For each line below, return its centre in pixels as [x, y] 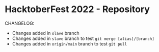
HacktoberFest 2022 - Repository [77, 9]
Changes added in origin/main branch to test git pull [70, 43]
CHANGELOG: [20, 23]
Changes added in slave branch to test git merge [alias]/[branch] [83, 38]
